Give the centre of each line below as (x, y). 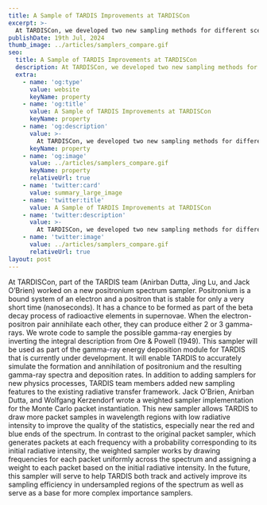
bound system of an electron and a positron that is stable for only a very (126, 299)
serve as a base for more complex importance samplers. (101, 492)
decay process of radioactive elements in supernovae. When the (114, 315)
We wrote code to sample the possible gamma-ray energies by (129, 332)
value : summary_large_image (76, 193)
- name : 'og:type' (53, 82)
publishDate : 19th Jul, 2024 (56, 38)
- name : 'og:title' (55, 104)
